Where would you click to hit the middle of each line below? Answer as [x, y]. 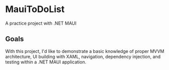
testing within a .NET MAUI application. [46, 62]
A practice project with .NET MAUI [41, 23]
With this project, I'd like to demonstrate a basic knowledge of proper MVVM [85, 51]
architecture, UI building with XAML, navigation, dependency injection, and [83, 56]
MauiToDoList [35, 9]
